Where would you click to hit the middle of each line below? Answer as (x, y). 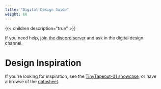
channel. (14, 43)
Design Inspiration (43, 63)
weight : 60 (16, 14)
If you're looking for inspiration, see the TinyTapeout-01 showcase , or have (81, 76)
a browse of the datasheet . (32, 82)
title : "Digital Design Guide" (37, 10)
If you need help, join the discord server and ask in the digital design (74, 38)
